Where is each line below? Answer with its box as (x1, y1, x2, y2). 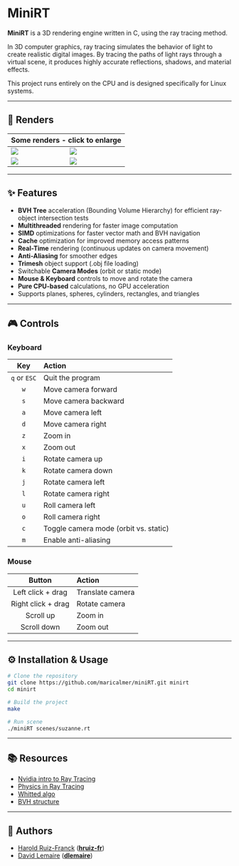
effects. (7, 65, 30, 73)
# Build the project (7, 698, 69, 705)
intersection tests (38, 213, 89, 222)
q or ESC (11, 373, 37, 383)
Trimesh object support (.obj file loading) (17, 259, 139, 268)
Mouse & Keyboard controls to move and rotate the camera (17, 274, 193, 282)
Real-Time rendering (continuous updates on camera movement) (17, 244, 209, 253)
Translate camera (76, 587, 135, 597)
